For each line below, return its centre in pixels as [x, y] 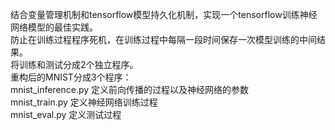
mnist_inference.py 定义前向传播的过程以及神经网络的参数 [130, 89]
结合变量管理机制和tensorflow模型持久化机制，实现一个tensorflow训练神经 [164, 14]
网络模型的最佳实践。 [54, 27]
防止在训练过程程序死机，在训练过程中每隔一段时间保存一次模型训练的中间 [163, 39]
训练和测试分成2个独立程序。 [78, 64]
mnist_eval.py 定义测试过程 [66, 114]
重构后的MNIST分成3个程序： [71, 77]
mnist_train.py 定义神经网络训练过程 [84, 102]
